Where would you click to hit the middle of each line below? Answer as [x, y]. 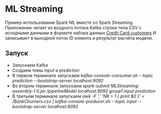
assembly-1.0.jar [29, 91]
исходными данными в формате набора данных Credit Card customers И [81, 33]
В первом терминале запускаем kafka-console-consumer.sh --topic [82, 75]
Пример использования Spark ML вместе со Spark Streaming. [70, 22]
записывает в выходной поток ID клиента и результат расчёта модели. [79, 38]
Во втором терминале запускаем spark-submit [61, 86]
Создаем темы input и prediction [46, 70]
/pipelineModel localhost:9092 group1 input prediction [101, 91]
